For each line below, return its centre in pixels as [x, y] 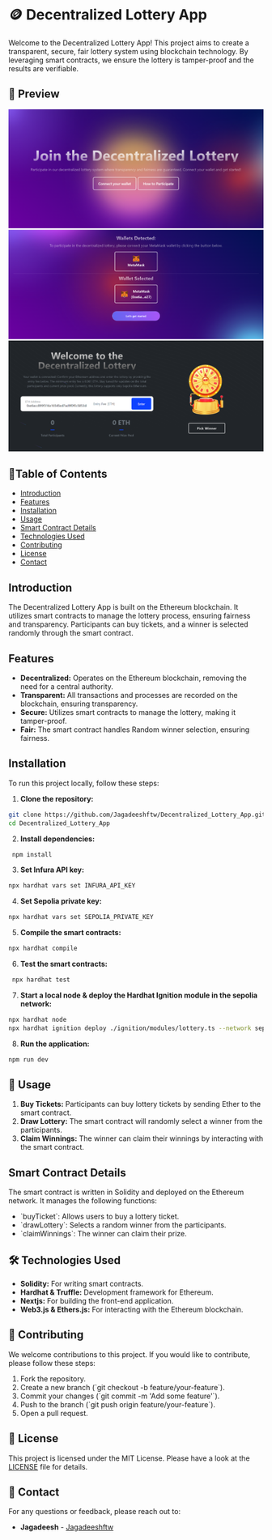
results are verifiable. [44, 68]
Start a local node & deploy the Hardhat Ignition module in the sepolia [138, 995]
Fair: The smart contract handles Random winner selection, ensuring [135, 730]
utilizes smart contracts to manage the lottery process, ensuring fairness [130, 616]
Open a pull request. [54, 1413]
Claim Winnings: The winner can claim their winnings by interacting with [142, 1138]
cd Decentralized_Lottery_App [59, 823]
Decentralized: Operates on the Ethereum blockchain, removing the [133, 678]
